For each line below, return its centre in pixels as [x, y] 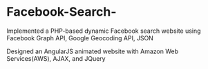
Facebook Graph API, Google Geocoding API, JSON [80, 38]
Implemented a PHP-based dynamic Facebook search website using [104, 31]
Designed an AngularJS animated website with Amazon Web [93, 51]
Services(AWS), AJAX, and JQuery [56, 58]
